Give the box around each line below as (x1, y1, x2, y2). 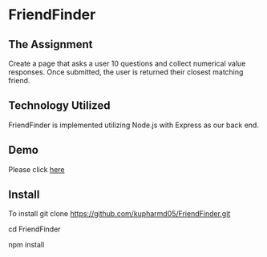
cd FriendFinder (8, 224, 62, 234)
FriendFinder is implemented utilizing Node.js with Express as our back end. (8, 120, 259, 130)
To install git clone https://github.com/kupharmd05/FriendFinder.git (8, 209, 231, 219)
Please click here (8, 164, 66, 174)
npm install (8, 240, 45, 250)
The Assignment (8, 38, 94, 51)
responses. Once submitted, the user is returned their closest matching (8, 67, 244, 77)
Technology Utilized (8, 98, 111, 113)
